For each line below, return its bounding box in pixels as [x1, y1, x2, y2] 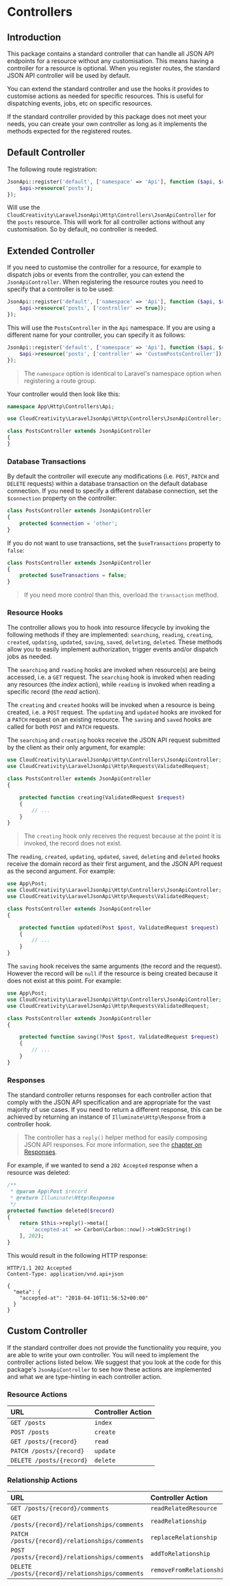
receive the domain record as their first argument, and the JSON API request [7, 860, 223, 868]
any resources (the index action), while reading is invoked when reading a [7, 680, 216, 689]
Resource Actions [7, 1389, 68, 1399]
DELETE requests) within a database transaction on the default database [7, 480, 207, 488]
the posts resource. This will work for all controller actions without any [7, 218, 205, 226]
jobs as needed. [7, 652, 53, 661]
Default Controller [7, 147, 86, 158]
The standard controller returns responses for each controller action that [7, 1091, 212, 1100]
